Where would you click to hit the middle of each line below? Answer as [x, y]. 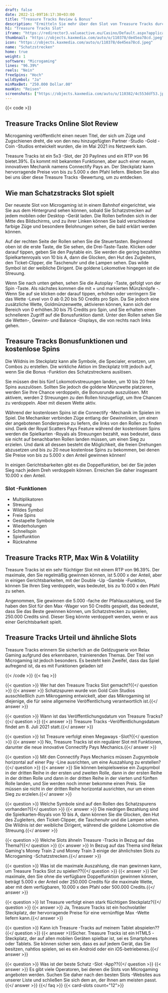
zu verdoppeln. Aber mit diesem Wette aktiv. [51, 403]
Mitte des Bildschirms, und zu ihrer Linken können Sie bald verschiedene [80, 221]
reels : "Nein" [20, 71]
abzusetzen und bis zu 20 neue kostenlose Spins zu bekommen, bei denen [82, 450]
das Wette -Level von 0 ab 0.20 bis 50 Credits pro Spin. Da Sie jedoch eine [82, 299]
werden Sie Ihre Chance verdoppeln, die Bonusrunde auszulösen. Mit [77, 392]
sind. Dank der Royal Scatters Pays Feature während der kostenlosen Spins [83, 428]
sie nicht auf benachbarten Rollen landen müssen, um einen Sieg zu [75, 439]
